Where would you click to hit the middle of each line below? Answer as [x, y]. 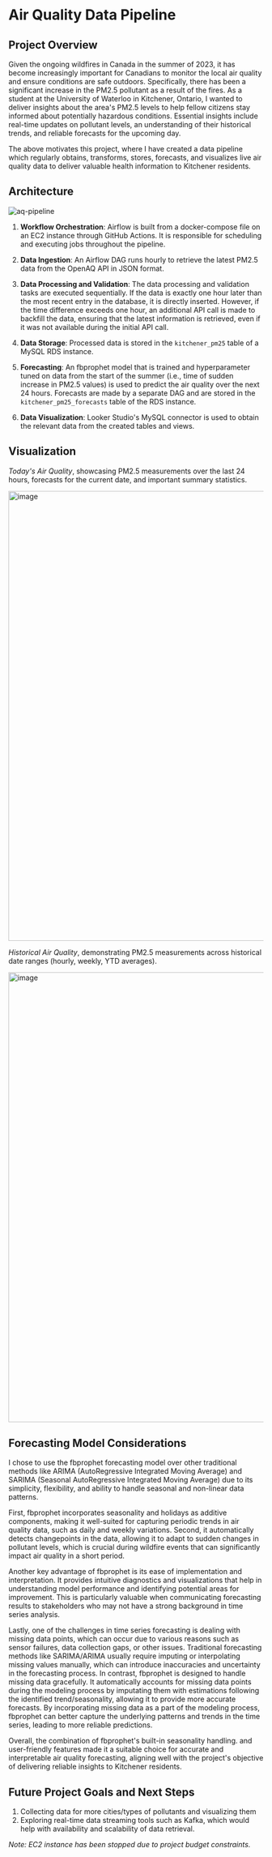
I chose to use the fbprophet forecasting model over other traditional [123, 1463]
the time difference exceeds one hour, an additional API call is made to [138, 310]
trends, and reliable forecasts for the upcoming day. [95, 133]
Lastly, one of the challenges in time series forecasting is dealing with [125, 1630]
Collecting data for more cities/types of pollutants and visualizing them [138, 1812]
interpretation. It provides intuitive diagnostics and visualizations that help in [135, 1580]
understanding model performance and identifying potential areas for [124, 1589]
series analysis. [34, 1615]
